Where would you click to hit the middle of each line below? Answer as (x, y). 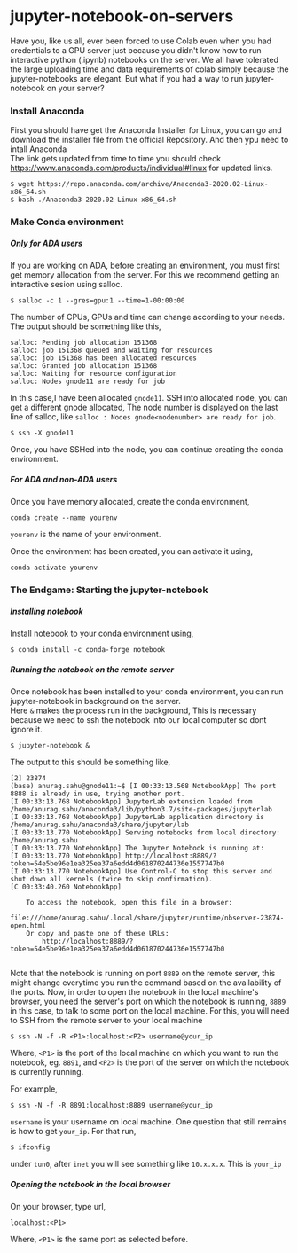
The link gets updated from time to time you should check (115, 159)
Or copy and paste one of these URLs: (98, 933)
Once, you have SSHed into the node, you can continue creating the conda (147, 450)
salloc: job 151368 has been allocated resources (104, 358)
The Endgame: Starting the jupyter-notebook (109, 590)
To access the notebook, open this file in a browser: (129, 902)
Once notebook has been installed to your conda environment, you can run (147, 691)
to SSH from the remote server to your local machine (106, 1020)
